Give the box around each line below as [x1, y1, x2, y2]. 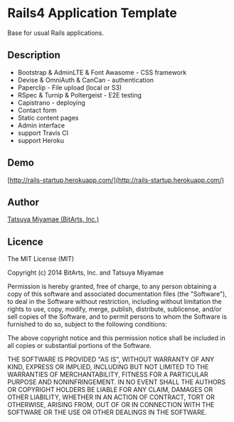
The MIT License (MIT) [7, 255, 75, 263]
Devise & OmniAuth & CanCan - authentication [17, 75, 154, 84]
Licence [7, 236, 44, 248]
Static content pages [17, 113, 79, 122]
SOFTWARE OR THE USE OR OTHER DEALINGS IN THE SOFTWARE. [7, 408, 207, 417]
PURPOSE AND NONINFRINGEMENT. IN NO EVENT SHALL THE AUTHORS [7, 378, 226, 386]
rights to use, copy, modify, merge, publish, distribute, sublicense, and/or [7, 305, 222, 314]
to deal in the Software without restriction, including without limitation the [7, 297, 222, 306]
